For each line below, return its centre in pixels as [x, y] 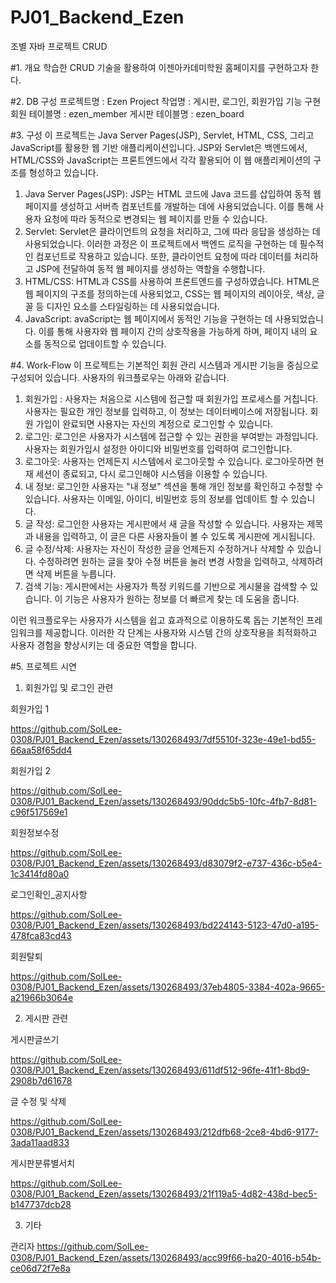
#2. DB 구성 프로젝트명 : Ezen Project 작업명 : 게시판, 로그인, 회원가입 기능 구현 [166, 101]
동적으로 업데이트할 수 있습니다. [105, 343]
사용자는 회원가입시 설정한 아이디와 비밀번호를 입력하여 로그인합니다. [158, 448]
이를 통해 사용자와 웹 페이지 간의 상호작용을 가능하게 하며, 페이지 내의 [173, 331]
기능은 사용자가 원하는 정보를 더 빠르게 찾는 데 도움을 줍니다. [182, 598]
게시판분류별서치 [43, 1163]
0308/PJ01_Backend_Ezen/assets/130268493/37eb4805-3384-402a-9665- [168, 987]
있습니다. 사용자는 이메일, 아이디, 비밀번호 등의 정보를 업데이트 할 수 [156, 498]
